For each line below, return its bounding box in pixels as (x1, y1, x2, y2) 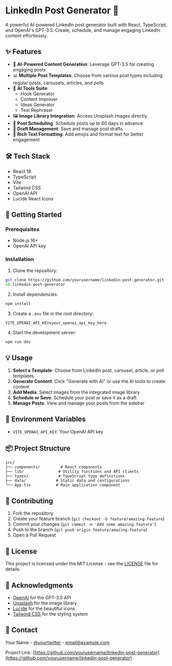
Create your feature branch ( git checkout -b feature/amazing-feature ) (12, 516, 165, 522)
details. (5, 566, 21, 572)
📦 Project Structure (5, 444, 71, 453)
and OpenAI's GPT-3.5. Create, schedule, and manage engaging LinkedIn (5, 27, 161, 33)
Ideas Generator (20, 101, 55, 107)
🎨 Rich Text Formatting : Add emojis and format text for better (12, 131, 144, 137)
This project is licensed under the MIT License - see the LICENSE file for (5, 561, 158, 567)
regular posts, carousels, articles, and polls (12, 80, 104, 86)
